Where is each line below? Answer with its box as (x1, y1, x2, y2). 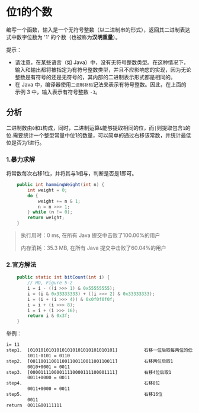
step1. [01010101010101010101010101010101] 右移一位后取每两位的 (6, 347, 188, 353)
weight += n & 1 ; (37, 198, 81, 204)
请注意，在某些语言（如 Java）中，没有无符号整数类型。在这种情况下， (14, 59, 190, 66)
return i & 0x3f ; (27, 313, 70, 319)
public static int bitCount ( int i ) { (17, 274, 110, 280)
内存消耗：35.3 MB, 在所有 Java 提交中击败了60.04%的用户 (20, 244, 167, 252)
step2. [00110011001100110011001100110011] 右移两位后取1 (6, 358, 174, 364)
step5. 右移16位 (6, 392, 163, 398)
